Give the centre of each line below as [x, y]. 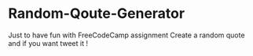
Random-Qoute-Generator [97, 14]
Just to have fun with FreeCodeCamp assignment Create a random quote [126, 35]
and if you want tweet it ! [48, 43]
